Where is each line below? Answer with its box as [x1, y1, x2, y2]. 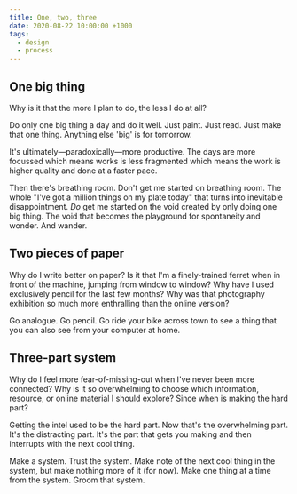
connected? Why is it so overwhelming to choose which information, [9, 383, 260, 394]
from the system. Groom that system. [9, 474, 145, 485]
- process [17, 46, 53, 55]
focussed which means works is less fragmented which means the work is [9, 155, 281, 166]
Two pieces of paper [9, 246, 125, 261]
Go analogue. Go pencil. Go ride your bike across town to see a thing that [9, 315, 277, 325]
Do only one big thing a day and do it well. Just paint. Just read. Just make [9, 119, 282, 130]
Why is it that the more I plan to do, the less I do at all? [9, 102, 207, 113]
